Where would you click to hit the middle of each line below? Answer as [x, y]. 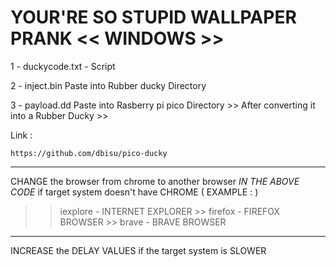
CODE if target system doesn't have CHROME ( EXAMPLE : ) [134, 192]
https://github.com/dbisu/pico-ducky [89, 153]
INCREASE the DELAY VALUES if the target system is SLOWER [138, 250]
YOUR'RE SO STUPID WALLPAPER [153, 17]
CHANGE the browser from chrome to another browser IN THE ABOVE [155, 181]
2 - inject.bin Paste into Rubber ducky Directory [108, 85]
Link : [21, 135]
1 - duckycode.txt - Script [63, 66]
